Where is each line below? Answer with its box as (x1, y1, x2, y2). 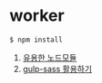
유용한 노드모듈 (22, 51, 77, 63)
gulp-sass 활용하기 (22, 63, 93, 74)
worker (9, 5, 66, 26)
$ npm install (9, 35, 64, 44)
